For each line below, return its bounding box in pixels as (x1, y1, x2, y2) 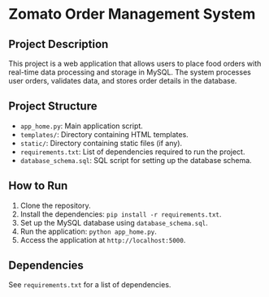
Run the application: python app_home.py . (20, 226, 157, 236)
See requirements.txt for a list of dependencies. (8, 280, 171, 290)
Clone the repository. (20, 200, 91, 210)
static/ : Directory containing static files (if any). (20, 138, 183, 148)
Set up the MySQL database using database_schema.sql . (20, 217, 209, 227)
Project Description (8, 37, 109, 51)
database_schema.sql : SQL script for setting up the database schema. (20, 155, 252, 165)
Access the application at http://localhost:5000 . (20, 235, 186, 244)
